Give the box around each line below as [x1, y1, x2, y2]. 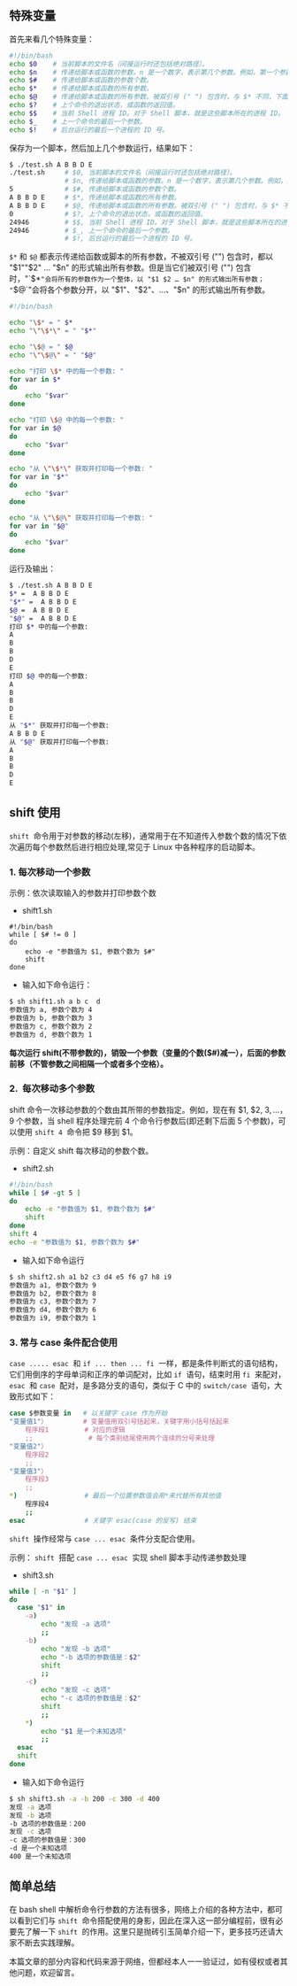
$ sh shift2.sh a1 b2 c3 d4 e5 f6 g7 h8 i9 [9, 1272, 172, 1281]
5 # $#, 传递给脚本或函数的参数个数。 [9, 185, 181, 194]
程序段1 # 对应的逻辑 [25, 1426, 126, 1434]
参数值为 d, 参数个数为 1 [9, 1030, 93, 1039]
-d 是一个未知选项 [9, 1844, 68, 1853]
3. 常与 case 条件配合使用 [9, 1336, 118, 1348]
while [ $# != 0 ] [9, 931, 77, 939]
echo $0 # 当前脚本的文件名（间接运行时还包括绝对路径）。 [9, 59, 209, 68]
